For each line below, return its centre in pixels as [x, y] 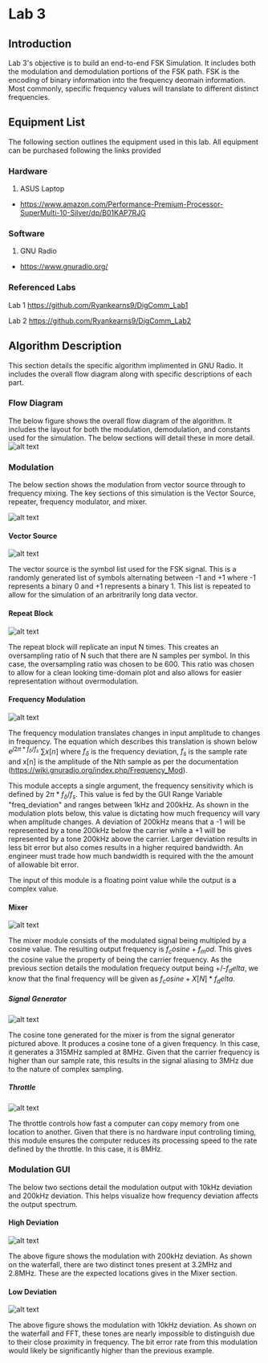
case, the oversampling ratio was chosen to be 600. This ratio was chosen [131, 663]
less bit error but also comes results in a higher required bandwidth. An [126, 847]
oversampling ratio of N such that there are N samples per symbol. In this [129, 655]
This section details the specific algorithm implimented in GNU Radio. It [126, 365]
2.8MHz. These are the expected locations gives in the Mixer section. [123, 1273]
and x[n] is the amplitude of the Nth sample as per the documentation [124, 762]
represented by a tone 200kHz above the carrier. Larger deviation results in [133, 839]
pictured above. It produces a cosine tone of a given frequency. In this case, [134, 1043]
